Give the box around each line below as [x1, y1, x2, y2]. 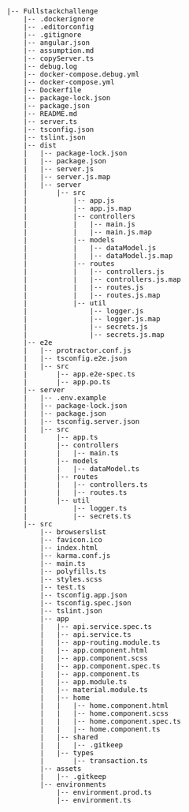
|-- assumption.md [23, 47, 94, 54]
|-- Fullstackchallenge [6, 7, 98, 15]
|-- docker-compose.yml [23, 78, 115, 86]
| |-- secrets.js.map [23, 331, 165, 339]
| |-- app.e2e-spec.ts [23, 370, 136, 378]
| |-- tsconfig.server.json [23, 417, 140, 425]
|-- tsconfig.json [23, 125, 94, 133]
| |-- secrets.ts [23, 512, 132, 520]
